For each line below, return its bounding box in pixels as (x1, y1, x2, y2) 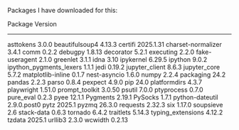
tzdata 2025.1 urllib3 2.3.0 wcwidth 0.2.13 (7, 116, 128, 124)
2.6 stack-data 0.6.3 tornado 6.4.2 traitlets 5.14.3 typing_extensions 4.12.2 (7, 108, 223, 117)
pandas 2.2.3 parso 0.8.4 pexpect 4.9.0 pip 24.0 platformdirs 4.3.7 (7, 78, 203, 86)
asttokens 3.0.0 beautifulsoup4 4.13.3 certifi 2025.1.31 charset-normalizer (7, 40, 222, 48)
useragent (7, 55, 38, 63)
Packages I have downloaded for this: (7, 6, 118, 14)
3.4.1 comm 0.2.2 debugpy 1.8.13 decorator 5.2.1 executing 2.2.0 (7, 48, 195, 56)
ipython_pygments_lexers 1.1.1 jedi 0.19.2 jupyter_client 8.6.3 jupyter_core (7, 63, 221, 71)
